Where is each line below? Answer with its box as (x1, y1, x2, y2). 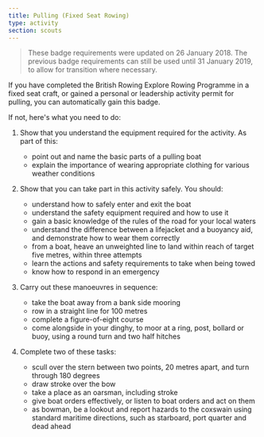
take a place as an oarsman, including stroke (31, 388, 178, 397)
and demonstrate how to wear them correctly (31, 234, 181, 243)
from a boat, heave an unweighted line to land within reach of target (31, 242, 254, 251)
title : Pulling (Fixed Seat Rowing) (8, 11, 130, 20)
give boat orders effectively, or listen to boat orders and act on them (31, 396, 256, 406)
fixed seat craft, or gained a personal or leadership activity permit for (8, 89, 235, 99)
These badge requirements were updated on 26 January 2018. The (27, 48, 248, 58)
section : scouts (8, 26, 62, 34)
